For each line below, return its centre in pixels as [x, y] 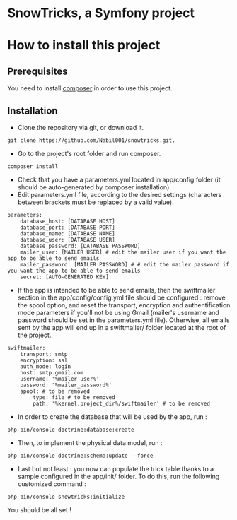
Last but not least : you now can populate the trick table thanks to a [116, 469]
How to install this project [84, 46]
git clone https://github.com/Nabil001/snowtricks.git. [91, 141]
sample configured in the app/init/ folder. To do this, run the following [118, 476]
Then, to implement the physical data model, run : [90, 443]
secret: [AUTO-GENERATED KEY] [65, 277]
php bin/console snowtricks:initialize [66, 497]
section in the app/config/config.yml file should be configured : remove [121, 297]
